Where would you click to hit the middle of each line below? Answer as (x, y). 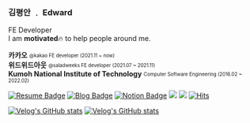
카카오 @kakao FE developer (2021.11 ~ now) (62, 55)
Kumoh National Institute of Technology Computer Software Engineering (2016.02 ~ (125, 74)
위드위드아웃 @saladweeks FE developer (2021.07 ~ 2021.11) (82, 65)
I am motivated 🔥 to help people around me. (80, 39)
